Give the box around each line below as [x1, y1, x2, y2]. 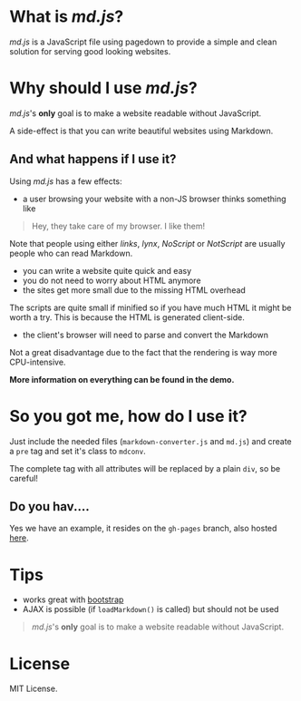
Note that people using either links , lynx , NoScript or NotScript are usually [9, 238, 286, 248]
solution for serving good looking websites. [9, 45, 171, 56]
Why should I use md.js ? [9, 78, 198, 99]
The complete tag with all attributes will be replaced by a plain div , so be [9, 462, 281, 473]
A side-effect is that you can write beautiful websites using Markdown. [9, 125, 274, 136]
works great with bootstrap [22, 594, 124, 605]
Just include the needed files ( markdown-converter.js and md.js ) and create [9, 435, 292, 446]
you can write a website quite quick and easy [22, 265, 192, 276]
